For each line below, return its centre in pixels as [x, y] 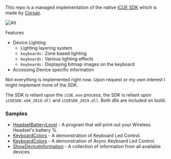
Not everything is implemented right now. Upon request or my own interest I [85, 79]
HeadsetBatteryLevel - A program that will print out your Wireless [82, 125]
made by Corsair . [23, 13]
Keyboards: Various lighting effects [57, 59]
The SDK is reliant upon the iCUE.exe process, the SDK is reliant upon [78, 95]
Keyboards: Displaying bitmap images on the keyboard [77, 64]
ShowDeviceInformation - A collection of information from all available [87, 146]
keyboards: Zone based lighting [54, 53]
